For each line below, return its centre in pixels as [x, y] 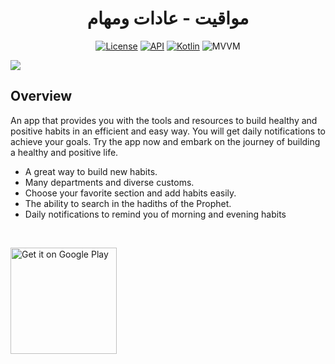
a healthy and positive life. [64, 152]
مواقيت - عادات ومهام [168, 18]
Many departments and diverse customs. [109, 182]
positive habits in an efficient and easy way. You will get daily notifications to [168, 131]
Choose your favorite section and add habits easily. [130, 193]
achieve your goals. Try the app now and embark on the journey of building [165, 141]
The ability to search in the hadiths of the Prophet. [128, 203]
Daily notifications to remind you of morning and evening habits [155, 214]
